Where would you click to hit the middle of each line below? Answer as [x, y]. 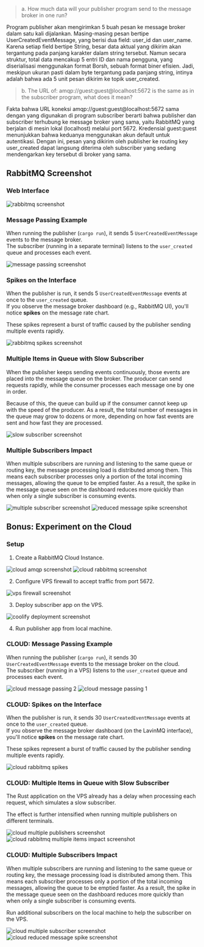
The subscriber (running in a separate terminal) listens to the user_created [100, 246]
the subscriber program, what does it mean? [77, 97]
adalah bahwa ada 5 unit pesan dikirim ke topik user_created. [83, 79]
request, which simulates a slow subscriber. [61, 803]
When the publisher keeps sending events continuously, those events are [98, 372]
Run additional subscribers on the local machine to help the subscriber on [99, 912]
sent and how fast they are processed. [55, 422]
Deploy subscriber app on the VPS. [59, 605]
